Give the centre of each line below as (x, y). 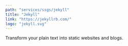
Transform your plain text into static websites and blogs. (64, 38)
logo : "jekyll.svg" (26, 24)
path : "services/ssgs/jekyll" (37, 10)
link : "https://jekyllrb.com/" (39, 19)
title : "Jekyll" (22, 14)
